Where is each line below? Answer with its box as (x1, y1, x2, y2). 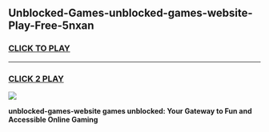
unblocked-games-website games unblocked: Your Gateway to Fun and (8, 106, 252, 115)
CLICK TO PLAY (8, 43, 70, 54)
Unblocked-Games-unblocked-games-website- (8, 6, 253, 20)
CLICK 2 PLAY (8, 73, 64, 84)
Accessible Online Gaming (8, 114, 98, 124)
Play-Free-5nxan (8, 19, 94, 33)
